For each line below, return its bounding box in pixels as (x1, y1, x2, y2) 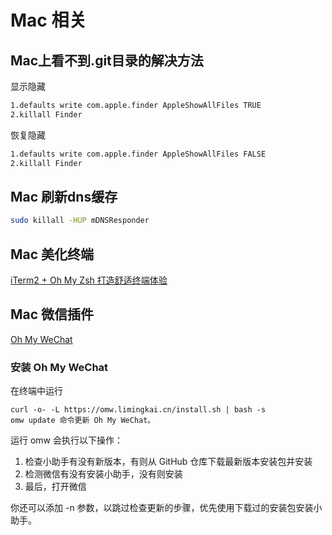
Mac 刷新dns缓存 (10, 188, 118, 205)
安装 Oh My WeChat (10, 360, 109, 374)
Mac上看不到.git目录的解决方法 (10, 52, 204, 69)
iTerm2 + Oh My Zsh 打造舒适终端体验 (10, 274, 168, 286)
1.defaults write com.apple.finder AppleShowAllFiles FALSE (10, 149, 267, 159)
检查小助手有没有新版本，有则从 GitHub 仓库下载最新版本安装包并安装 (24, 456, 313, 468)
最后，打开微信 (24, 481, 87, 493)
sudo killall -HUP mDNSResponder (10, 216, 150, 226)
